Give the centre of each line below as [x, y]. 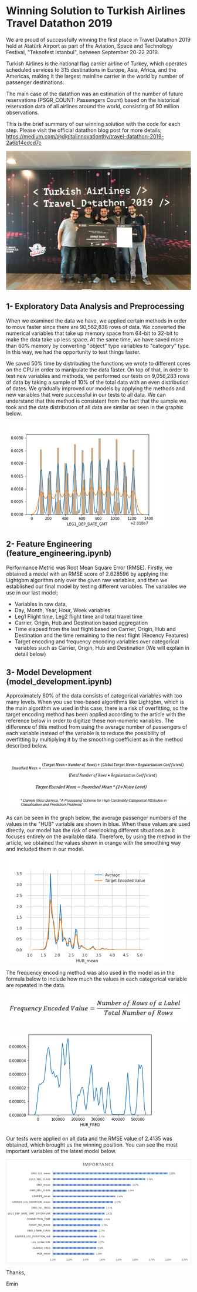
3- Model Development [49, 672]
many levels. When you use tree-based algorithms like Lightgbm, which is [95, 702]
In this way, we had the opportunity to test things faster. [73, 352]
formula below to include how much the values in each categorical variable [97, 979]
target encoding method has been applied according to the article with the [96, 715]
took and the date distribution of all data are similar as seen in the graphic [95, 407]
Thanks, [16, 1273]
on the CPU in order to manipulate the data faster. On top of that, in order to [97, 370]
